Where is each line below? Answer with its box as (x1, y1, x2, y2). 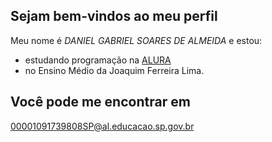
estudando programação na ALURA (24, 54, 172, 66)
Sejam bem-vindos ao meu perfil (10, 8, 218, 25)
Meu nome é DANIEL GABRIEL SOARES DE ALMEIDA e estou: (10, 34, 263, 46)
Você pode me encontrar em (10, 94, 191, 111)
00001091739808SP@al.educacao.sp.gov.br (10, 120, 195, 132)
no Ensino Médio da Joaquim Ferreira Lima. (24, 64, 205, 76)
